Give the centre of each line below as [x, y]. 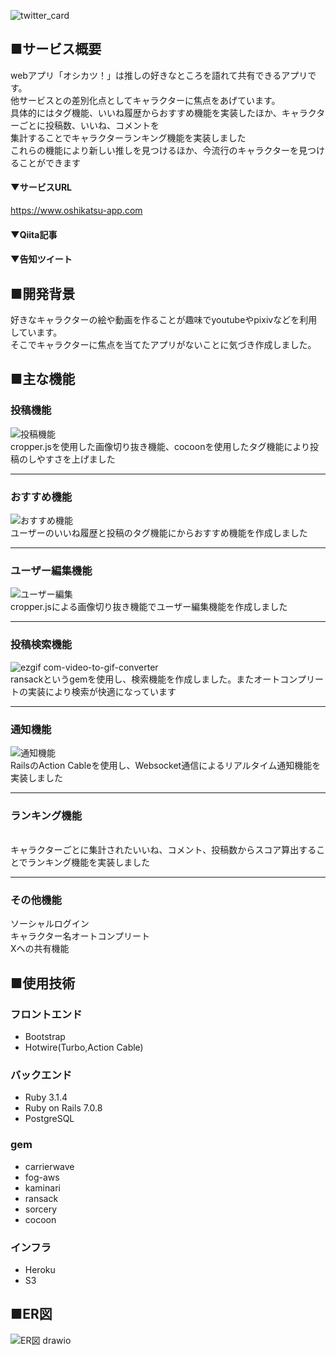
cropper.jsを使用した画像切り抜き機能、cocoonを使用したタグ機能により [160, 446]
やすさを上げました [76, 459]
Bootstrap [45, 1037]
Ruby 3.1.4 [46, 1097]
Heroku [40, 1270]
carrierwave [49, 1166]
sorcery [41, 1209]
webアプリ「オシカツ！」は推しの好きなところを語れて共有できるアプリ [159, 75]
